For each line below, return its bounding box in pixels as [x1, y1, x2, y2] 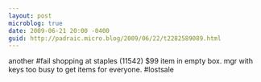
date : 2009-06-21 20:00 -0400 [8, 27, 110, 35]
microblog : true [8, 19, 63, 27]
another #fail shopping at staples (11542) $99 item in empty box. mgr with [8, 56, 254, 66]
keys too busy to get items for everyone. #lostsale [8, 65, 175, 75]
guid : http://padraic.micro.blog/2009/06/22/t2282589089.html [8, 34, 222, 43]
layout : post [8, 11, 52, 20]
